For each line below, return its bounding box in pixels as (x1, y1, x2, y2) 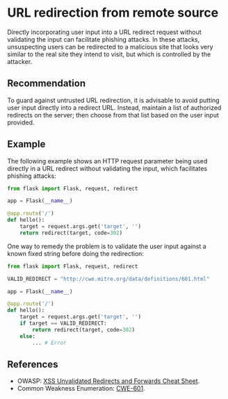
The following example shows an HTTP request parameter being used (7, 156, 208, 165)
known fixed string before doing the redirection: (7, 249, 145, 258)
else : (19, 332, 36, 340)
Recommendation (7, 78, 85, 90)
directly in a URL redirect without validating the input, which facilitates (7, 164, 207, 172)
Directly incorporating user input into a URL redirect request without (7, 28, 202, 36)
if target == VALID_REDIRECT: (19, 320, 108, 327)
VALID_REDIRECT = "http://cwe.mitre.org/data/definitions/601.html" (7, 275, 210, 282)
